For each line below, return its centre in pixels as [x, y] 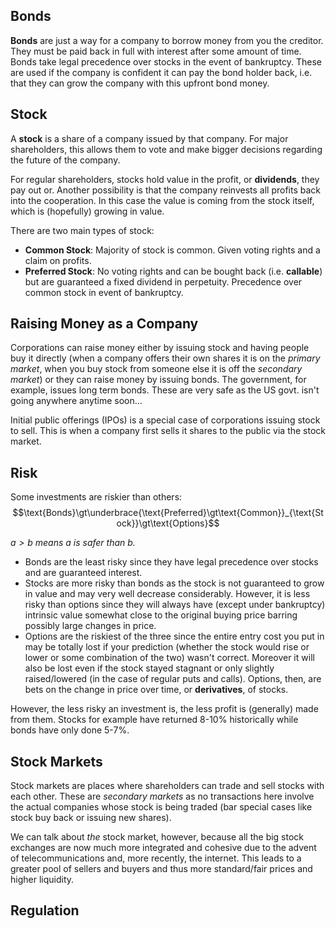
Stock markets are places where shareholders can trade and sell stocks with [167, 786]
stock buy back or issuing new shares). [91, 818]
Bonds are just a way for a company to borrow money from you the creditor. [167, 40]
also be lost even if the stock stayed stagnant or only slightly [149, 668]
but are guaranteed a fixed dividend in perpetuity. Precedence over [163, 281]
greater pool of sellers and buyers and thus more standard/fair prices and [161, 869]
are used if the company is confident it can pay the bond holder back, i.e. [161, 72]
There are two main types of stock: [82, 230]
